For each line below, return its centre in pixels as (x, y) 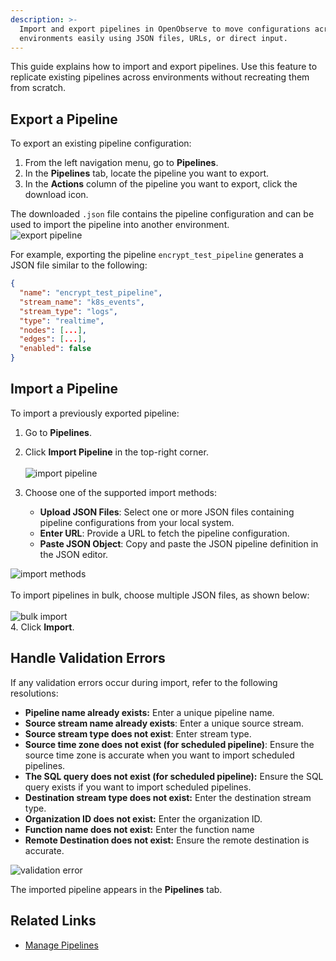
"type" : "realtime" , (62, 321)
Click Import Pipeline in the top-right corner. (116, 452)
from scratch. (38, 88)
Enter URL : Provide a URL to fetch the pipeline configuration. (164, 533)
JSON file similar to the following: (79, 265)
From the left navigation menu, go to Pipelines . (121, 163)
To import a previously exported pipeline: (95, 413)
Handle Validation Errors (88, 658)
